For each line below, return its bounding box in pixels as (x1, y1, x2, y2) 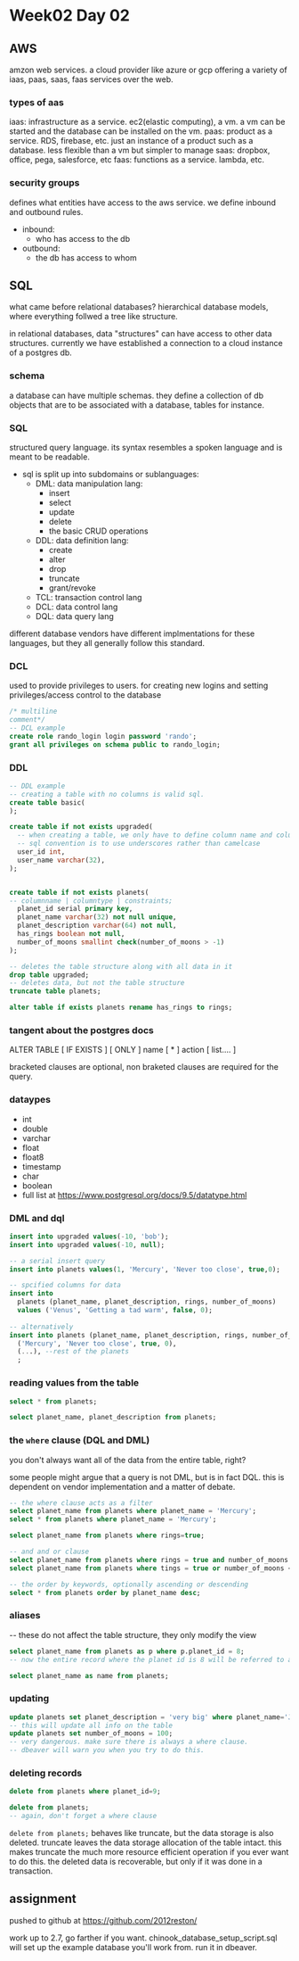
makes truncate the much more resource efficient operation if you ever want (9, 1846, 289, 1857)
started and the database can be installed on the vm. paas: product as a (9, 126, 273, 137)
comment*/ (9, 716, 46, 724)
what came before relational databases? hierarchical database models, (9, 302, 269, 312)
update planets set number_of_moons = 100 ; (9, 1729, 174, 1738)
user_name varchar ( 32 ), (17, 856, 105, 865)
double (21, 1123, 49, 1134)
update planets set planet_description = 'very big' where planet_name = (9, 1712, 285, 1722)
